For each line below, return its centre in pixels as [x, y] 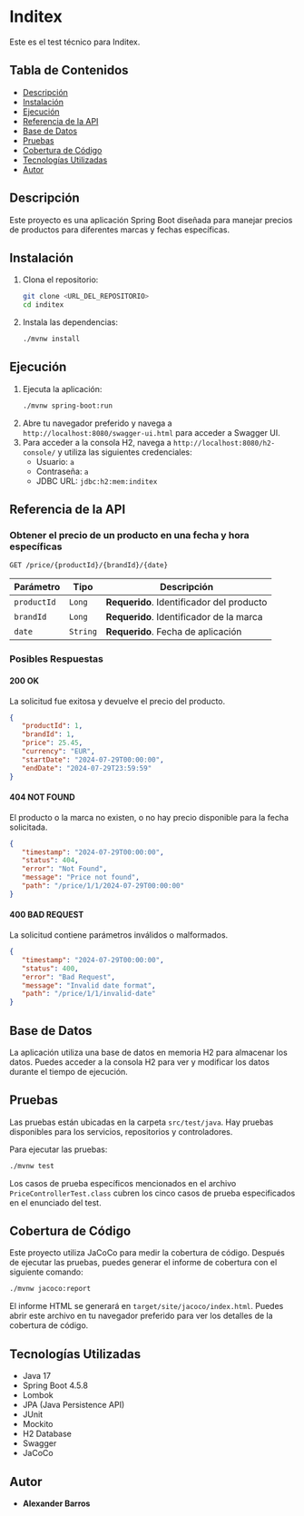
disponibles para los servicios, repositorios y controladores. [121, 1131]
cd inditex [43, 305]
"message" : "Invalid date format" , [88, 985]
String [83, 632]
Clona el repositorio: [60, 280]
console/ [39, 453]
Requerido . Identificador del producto [186, 603]
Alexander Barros [56, 1503]
